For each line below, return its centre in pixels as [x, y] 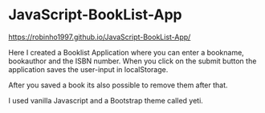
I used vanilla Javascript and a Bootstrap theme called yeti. [106, 100]
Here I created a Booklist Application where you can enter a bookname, [126, 52]
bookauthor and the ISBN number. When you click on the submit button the [132, 61]
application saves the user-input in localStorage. [88, 69]
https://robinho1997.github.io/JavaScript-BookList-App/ [100, 37]
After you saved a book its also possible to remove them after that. [118, 85]
